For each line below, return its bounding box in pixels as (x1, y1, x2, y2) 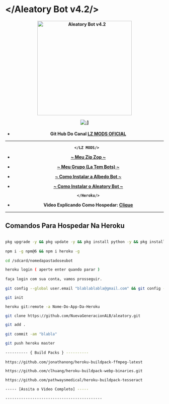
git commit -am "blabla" (5, 331, 57, 337)
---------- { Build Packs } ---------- (5, 350, 89, 355)
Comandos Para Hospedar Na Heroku (5, 221, 125, 230)
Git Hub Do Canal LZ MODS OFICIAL (50, 131, 127, 137)
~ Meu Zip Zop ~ (70, 154, 106, 160)
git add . (5, 322, 26, 327)
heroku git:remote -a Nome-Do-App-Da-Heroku (5, 304, 100, 309)
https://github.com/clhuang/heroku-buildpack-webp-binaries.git (5, 369, 143, 374)
